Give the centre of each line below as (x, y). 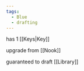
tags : (13, 11)
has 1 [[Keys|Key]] (28, 39)
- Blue (19, 17)
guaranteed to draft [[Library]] (42, 62)
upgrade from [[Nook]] (34, 50)
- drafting (24, 22)
